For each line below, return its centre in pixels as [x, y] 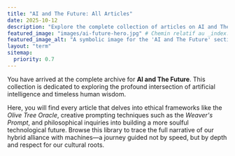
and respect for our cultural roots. [56, 145]
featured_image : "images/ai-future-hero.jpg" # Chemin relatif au [106, 33]
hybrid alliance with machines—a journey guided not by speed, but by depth [117, 137]
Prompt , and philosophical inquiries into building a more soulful [98, 122]
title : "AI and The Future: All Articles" [70, 14]
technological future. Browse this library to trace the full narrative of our [111, 129]
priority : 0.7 [34, 59]
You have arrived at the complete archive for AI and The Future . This [106, 79]
